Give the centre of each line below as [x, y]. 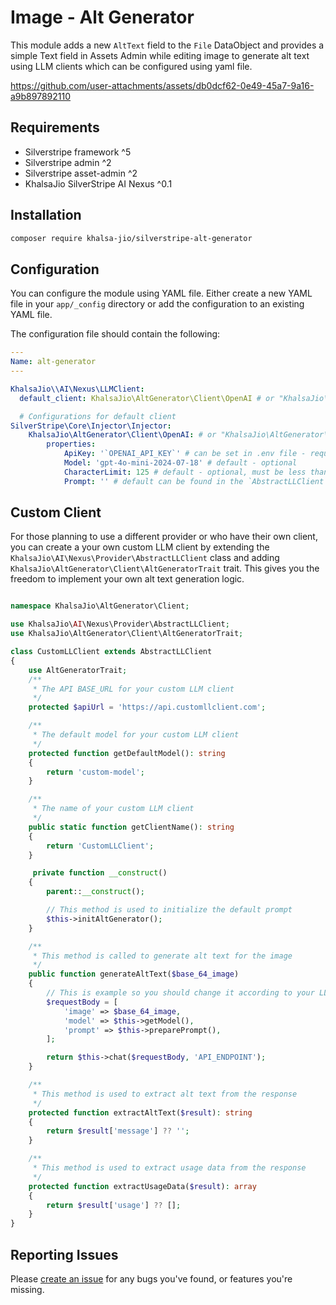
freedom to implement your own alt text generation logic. [127, 579]
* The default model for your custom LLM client [136, 735]
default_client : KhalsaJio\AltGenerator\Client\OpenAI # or [147, 398]
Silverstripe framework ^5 [78, 152]
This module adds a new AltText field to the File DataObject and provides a [167, 45]
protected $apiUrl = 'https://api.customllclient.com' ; [147, 707]
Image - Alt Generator [102, 17]
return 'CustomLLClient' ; [100, 846]
